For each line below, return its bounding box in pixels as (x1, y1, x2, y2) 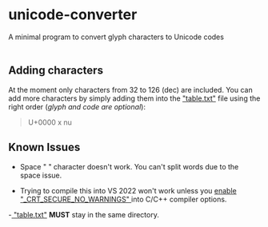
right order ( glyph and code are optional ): (8, 102, 146, 111)
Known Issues (8, 141, 81, 154)
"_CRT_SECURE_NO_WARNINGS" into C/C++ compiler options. (19, 194, 227, 204)
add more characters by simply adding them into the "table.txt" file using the (8, 94, 261, 103)
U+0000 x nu (27, 117, 72, 127)
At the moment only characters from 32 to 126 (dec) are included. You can (8, 85, 254, 94)
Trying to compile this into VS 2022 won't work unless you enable (19, 185, 238, 195)
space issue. (19, 170, 62, 180)
